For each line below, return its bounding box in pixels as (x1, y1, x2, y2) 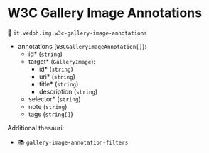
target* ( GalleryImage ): (28, 57, 96, 65)
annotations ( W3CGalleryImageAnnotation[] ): (17, 42, 147, 50)
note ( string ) (28, 102, 68, 110)
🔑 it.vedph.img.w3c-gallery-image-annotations (7, 28, 147, 37)
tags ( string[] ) (28, 110, 73, 118)
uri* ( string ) (38, 72, 76, 81)
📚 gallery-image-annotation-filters (17, 137, 129, 146)
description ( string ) (38, 87, 98, 96)
